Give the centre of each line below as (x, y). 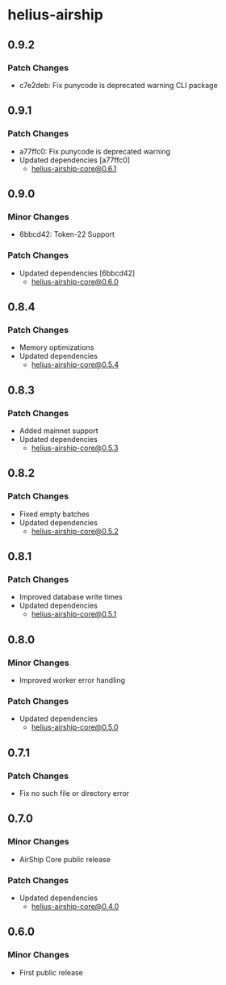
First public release (51, 972)
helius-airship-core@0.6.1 (74, 168)
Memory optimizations (56, 347)
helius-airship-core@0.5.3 (75, 448)
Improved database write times (71, 597)
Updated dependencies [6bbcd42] (77, 273)
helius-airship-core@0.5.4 (75, 364)
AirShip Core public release (65, 859)
